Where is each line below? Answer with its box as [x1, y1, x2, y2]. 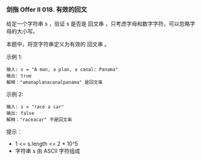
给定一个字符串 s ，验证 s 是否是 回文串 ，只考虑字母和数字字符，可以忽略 [6, 20, 190, 28]
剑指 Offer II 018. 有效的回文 [6, 5, 88, 13]
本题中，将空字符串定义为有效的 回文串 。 [6, 40, 110, 48]
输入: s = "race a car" [6, 104, 65, 110]
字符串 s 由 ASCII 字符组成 [14, 147, 80, 155]
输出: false [6, 110, 34, 117]
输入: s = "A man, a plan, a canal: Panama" [6, 66, 118, 73]
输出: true [6, 73, 32, 79]
